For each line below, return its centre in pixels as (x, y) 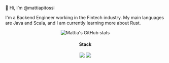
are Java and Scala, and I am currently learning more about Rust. (73, 23)
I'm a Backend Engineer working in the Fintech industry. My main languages (84, 17)
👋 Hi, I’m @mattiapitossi (30, 8)
